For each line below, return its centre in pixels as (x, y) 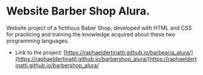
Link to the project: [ (40, 52)
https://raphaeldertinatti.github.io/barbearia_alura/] (129, 52)
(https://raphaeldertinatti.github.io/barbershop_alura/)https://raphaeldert (106, 59)
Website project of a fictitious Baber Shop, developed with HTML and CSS (99, 28)
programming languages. (38, 41)
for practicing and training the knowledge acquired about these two (91, 34)
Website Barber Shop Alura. (78, 11)
